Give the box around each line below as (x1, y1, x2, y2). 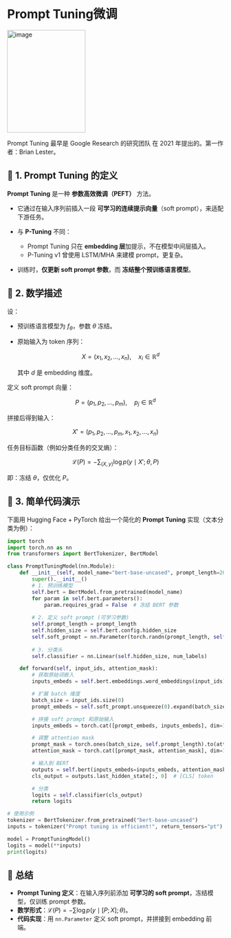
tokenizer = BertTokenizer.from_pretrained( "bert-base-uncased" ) (7, 817, 198, 824)
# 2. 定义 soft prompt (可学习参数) (32, 615, 129, 621)
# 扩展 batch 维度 (32, 690, 80, 697)
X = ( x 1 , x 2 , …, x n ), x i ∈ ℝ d (81, 351, 160, 362)
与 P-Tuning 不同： (16, 227, 72, 235)
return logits (32, 798, 72, 805)
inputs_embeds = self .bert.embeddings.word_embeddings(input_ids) (32, 678, 226, 685)
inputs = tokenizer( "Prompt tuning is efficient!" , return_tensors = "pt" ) (7, 824, 223, 830)
